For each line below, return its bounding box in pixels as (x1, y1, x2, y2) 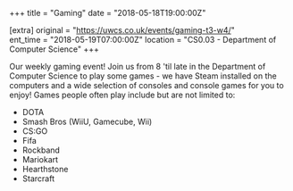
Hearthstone (21, 164, 69, 174)
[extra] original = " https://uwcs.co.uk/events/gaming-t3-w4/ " (9, 25, 235, 35)
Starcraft (21, 173, 55, 184)
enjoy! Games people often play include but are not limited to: (9, 89, 236, 100)
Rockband (21, 145, 61, 155)
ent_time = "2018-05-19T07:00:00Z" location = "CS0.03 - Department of (9, 35, 277, 45)
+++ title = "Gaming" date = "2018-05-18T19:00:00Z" (9, 8, 206, 18)
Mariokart (21, 154, 59, 164)
